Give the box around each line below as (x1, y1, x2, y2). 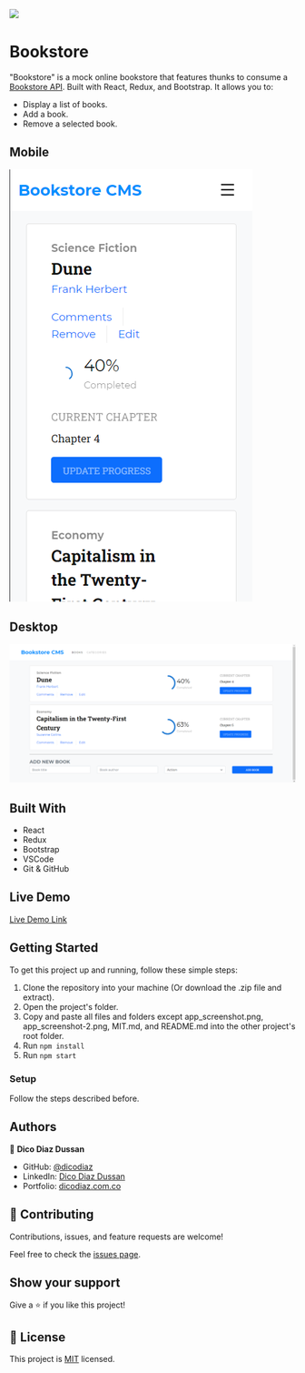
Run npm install (22, 1040, 85, 1051)
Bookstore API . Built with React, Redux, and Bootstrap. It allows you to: (9, 81, 274, 92)
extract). (22, 992, 54, 1003)
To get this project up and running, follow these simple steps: (9, 964, 239, 975)
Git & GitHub (22, 863, 70, 873)
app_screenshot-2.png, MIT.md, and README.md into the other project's (22, 1020, 296, 1032)
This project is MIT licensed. (9, 1354, 115, 1365)
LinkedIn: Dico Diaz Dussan (22, 1170, 125, 1182)
